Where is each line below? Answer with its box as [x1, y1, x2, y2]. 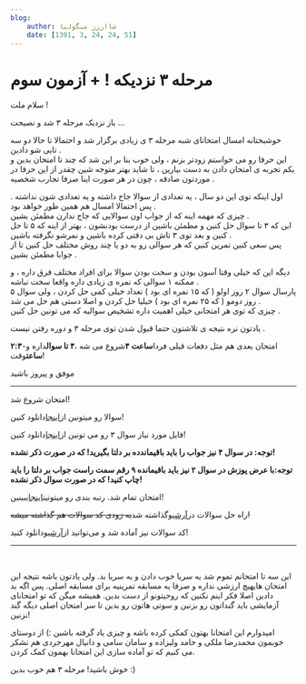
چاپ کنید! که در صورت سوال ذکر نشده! [10, 474, 143, 485]
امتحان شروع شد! [10, 394, 71, 405]
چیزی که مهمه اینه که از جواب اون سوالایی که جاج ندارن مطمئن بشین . [10, 210, 250, 221]
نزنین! [10, 609, 31, 620]
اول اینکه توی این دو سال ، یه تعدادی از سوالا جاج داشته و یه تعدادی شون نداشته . [10, 191, 283, 202]
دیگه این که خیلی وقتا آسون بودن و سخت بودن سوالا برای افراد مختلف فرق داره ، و [10, 267, 291, 277]
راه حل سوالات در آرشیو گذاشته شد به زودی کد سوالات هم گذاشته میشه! [10, 509, 251, 520]
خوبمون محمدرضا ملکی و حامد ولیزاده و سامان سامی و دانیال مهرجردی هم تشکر [10, 637, 284, 648]
